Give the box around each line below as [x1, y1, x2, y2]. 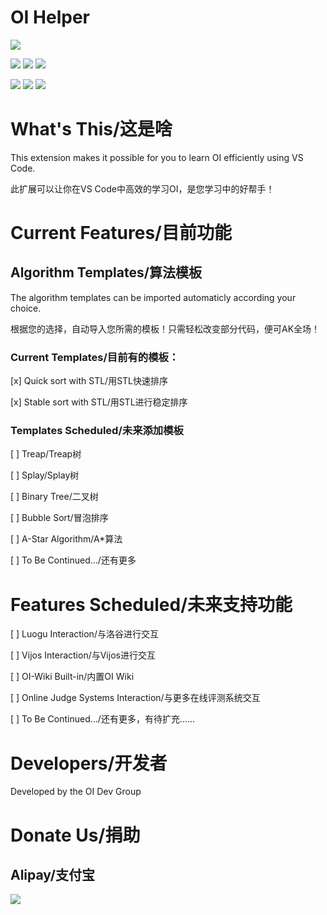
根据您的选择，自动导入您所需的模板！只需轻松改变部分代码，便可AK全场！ [10, 322, 321, 335]
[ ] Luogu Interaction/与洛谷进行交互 [10, 628, 159, 640]
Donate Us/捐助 [10, 824, 141, 846]
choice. [10, 302, 42, 314]
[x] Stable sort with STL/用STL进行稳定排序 [10, 396, 188, 408]
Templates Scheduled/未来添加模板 [10, 424, 184, 438]
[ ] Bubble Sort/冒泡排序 [10, 512, 109, 524]
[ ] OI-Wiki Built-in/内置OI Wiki [10, 671, 135, 683]
